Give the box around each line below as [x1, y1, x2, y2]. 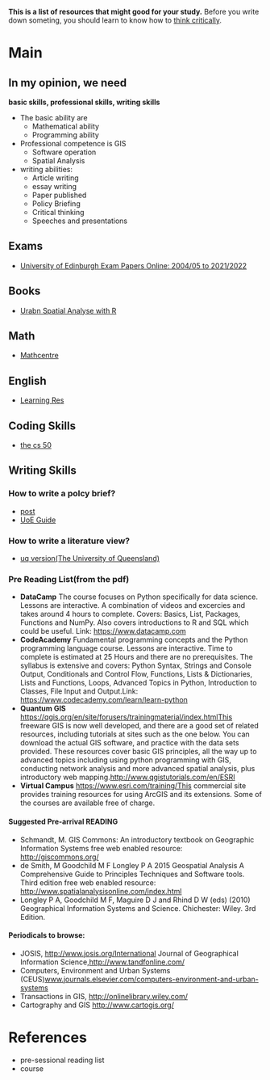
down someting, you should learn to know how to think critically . [8, 15, 222, 25]
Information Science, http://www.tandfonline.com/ [19, 957, 185, 967]
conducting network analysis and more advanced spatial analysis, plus [19, 764, 255, 774]
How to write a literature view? [8, 535, 131, 546]
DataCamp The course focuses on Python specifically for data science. [19, 592, 259, 601]
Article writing [31, 173, 79, 183]
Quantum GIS [19, 703, 66, 714]
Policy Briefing [31, 199, 81, 209]
